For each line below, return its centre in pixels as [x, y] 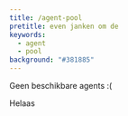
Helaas [23, 103]
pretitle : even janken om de [64, 26]
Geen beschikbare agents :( [61, 86]
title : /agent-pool [46, 18]
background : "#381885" [52, 60]
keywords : [28, 34]
